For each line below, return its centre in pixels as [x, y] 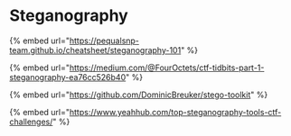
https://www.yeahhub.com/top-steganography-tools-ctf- [175, 112]
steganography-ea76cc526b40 [68, 77]
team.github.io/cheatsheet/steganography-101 [95, 50]
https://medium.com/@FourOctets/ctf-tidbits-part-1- [167, 68]
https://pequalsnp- [104, 41]
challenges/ [31, 122]
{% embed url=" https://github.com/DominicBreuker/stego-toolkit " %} [139, 95]
